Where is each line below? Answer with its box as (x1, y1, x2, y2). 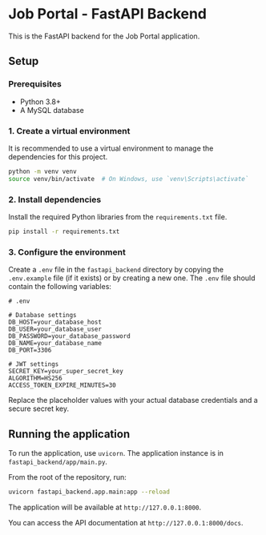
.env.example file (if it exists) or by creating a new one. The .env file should (8, 273, 256, 283)
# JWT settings (8, 360, 59, 368)
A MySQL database (19, 105, 84, 115)
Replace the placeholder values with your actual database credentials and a (8, 396, 258, 405)
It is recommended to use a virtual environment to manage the (8, 143, 214, 153)
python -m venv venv (8, 167, 78, 175)
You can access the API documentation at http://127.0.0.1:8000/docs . (8, 517, 244, 527)
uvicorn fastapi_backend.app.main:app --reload (8, 488, 171, 496)
